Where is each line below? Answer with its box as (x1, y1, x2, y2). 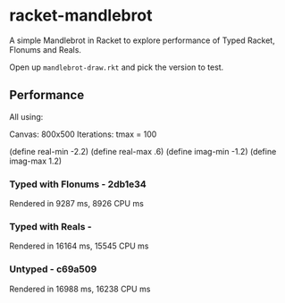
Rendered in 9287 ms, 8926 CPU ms (9, 198, 145, 209)
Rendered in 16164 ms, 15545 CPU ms (9, 240, 149, 251)
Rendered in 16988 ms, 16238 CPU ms (9, 283, 151, 294)
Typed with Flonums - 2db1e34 (9, 178, 147, 190)
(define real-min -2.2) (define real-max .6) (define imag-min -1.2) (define (9, 146, 277, 156)
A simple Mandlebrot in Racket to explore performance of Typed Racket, (9, 35, 275, 46)
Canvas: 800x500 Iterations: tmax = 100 (9, 129, 157, 139)
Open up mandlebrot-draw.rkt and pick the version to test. (9, 62, 224, 72)
